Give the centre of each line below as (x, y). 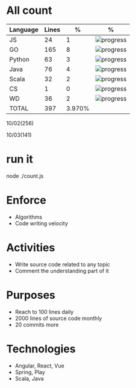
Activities (31, 248)
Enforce (26, 200)
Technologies (41, 349)
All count (29, 11)
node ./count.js (25, 176)
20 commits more (37, 324)
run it (20, 159)
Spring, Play (30, 372)
